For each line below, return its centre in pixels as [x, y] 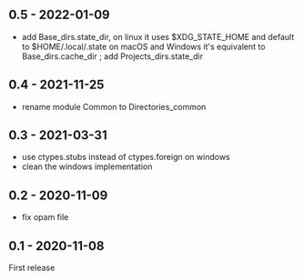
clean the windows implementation [87, 166]
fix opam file [45, 217]
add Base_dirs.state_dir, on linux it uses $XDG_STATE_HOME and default [158, 36]
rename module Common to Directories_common [114, 106]
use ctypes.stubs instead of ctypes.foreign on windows [126, 157]
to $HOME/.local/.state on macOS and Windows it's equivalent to [143, 46]
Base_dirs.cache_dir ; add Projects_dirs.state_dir [112, 56]
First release [32, 268]
